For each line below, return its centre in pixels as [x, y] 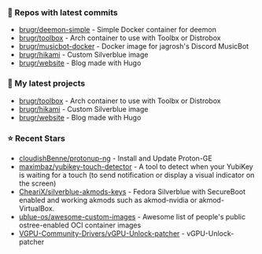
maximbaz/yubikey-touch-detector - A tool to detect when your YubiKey [136, 166]
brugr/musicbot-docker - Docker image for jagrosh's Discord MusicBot [134, 46]
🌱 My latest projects [46, 83]
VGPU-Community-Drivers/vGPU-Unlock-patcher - [102, 233]
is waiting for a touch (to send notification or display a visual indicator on [137, 175]
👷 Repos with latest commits [63, 13]
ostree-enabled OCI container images [80, 225]
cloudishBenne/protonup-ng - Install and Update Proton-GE [116, 158]
